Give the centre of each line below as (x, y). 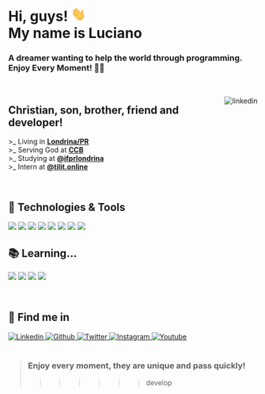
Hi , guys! (38, 16)
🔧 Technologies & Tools (67, 207)
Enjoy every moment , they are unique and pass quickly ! (136, 365)
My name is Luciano (75, 33)
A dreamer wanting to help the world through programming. (125, 58)
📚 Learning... (43, 253)
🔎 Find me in (39, 317)
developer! (36, 122)
